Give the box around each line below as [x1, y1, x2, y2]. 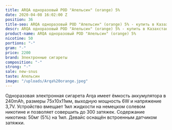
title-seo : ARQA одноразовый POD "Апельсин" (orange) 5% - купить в [5, 21, 155, 27]
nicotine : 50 [5, 36, 33, 41]
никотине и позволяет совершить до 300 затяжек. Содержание [5, 109, 145, 115]
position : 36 [5, 17, 33, 22]
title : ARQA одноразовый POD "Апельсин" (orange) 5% [5, 7, 120, 13]
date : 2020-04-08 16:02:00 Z [5, 12, 68, 17]
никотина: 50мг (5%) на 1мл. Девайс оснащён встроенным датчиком [5, 114, 157, 120]
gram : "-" [5, 45, 27, 50]
